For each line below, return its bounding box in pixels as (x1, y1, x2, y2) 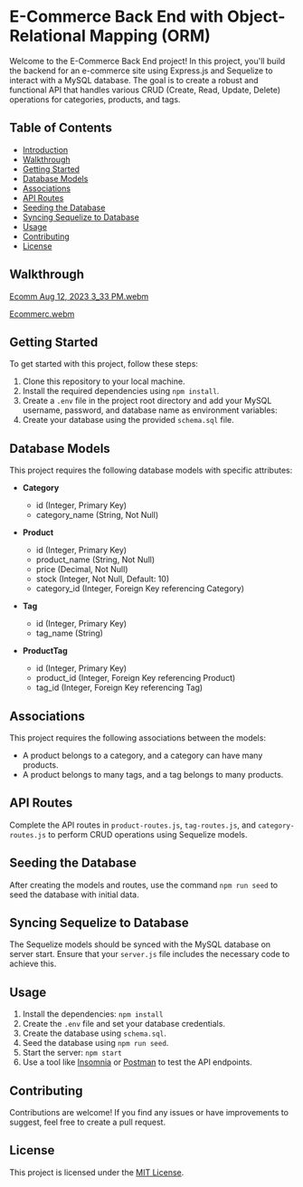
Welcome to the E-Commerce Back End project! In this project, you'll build (9, 55, 286, 66)
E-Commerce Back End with (9, 6, 224, 27)
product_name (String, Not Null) (35, 554, 156, 565)
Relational (9, 25, 86, 46)
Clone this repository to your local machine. (22, 376, 185, 387)
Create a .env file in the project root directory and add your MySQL (22, 396, 272, 407)
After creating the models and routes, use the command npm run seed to (9, 879, 279, 890)
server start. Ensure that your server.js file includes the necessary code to (9, 949, 290, 960)
